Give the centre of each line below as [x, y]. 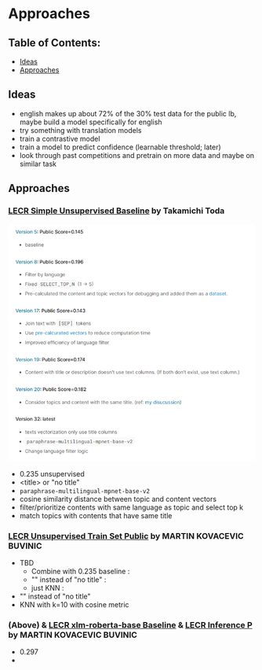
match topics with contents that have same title [96, 515]
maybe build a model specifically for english [91, 122]
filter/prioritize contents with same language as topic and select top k [131, 507]
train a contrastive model [60, 138]
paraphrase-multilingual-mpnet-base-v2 [85, 491]
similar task [38, 164]
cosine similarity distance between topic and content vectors [118, 499]
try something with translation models [80, 130]
